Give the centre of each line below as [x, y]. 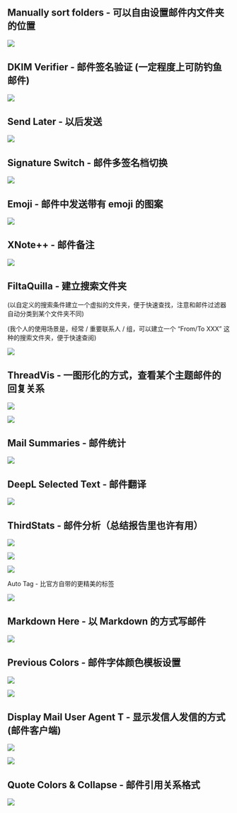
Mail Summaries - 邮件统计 [67, 443]
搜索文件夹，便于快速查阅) [58, 337]
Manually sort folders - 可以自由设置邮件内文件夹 [116, 13]
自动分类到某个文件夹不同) [46, 314]
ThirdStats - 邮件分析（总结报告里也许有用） [105, 525]
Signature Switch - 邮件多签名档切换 [88, 163]
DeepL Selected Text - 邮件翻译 [77, 484]
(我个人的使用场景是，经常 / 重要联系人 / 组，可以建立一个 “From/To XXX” [115, 328]
